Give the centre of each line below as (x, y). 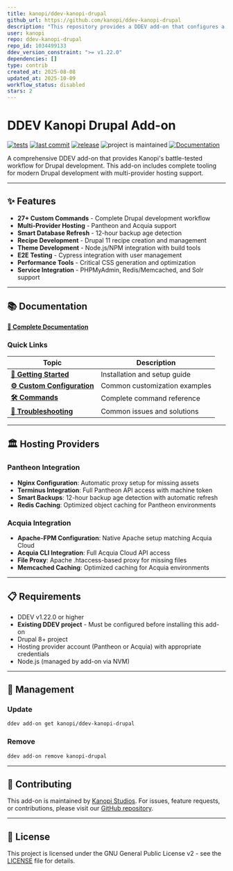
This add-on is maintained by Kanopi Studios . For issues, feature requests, (114, 801)
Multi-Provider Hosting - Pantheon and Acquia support (97, 225)
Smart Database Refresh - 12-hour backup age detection (100, 233)
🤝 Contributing (40, 784)
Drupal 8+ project (42, 639)
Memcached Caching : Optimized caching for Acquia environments (113, 567)
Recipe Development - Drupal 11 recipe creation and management (112, 240)
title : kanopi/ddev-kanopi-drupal (57, 14)
